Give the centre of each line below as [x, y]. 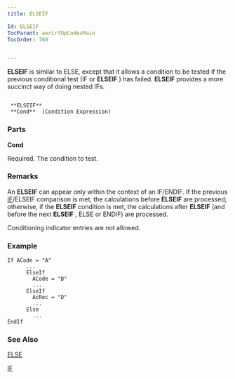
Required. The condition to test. [53, 158]
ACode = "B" [50, 279]
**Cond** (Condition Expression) [61, 112]
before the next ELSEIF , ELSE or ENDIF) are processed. [88, 214]
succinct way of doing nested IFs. [56, 87]
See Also [23, 340]
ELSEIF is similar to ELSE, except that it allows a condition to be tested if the [117, 72]
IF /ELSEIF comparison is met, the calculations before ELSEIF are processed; [117, 199]
